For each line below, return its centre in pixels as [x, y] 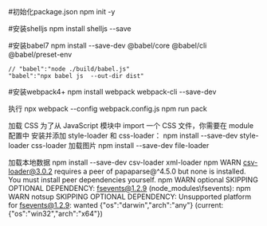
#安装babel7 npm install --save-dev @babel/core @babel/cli [108, 45]
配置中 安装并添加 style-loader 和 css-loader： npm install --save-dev [123, 135]
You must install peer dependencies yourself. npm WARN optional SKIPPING [133, 180]
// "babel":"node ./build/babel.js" [69, 69]
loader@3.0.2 [31, 171]
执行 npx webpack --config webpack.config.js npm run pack [108, 109]
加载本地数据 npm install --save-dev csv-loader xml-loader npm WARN [125, 162]
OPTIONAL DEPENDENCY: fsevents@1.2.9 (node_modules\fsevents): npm [130, 188]
